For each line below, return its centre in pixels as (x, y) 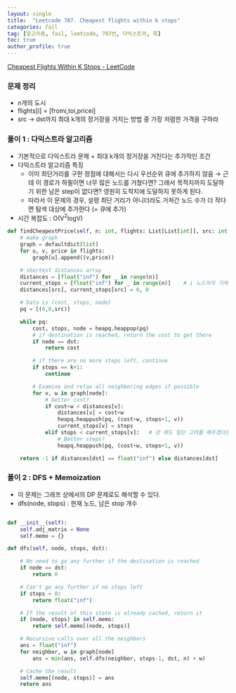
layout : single (29, 14)
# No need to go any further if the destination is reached (110, 561)
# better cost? (67, 400)
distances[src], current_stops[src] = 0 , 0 (85, 290)
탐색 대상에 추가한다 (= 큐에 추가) (81, 209)
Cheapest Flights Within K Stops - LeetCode (71, 67)
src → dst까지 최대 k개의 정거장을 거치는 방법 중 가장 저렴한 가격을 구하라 (118, 119)
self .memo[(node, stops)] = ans (67, 677)
